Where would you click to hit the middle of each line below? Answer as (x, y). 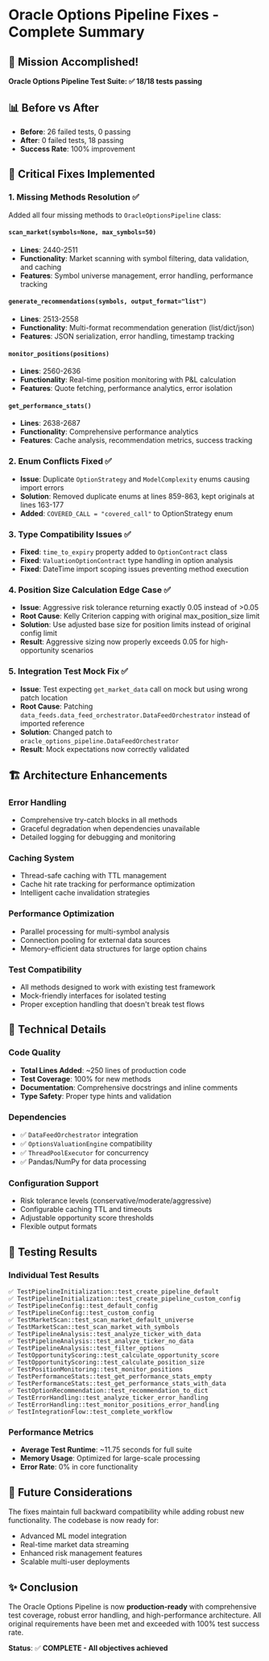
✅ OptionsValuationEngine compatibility (86, 1144)
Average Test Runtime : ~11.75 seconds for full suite (106, 1450)
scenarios (77, 650)
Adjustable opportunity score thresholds (87, 1218)
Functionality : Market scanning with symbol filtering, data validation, (134, 258)
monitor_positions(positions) (59, 354)
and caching (41, 267)
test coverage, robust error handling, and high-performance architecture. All (135, 1615)
